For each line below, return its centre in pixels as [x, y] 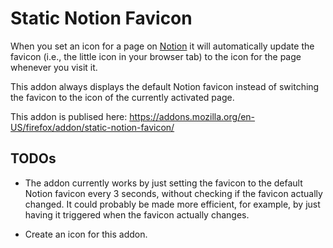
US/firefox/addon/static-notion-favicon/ [92, 127]
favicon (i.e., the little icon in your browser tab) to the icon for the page [156, 56]
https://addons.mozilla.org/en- [192, 116]
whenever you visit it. [54, 67]
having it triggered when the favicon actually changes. [137, 214]
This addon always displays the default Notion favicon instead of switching [165, 86]
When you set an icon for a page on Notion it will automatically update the [162, 46]
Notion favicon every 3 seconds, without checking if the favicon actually [173, 193]
